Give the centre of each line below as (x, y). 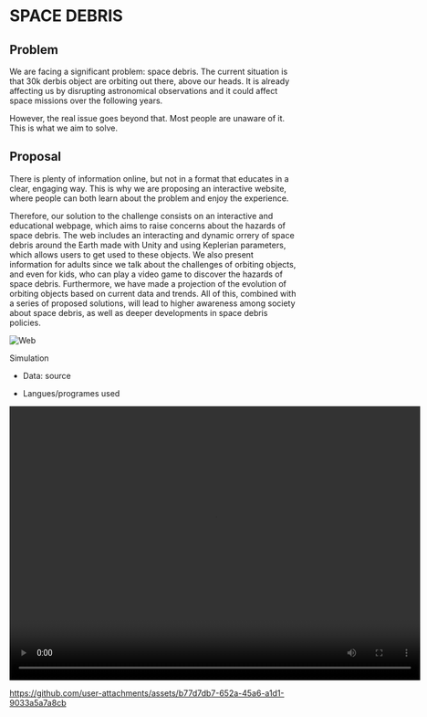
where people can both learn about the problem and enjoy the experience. (149, 198)
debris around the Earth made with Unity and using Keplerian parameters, (148, 245)
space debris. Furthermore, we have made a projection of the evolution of (148, 283)
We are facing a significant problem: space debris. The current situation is (149, 71)
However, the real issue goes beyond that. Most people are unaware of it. (147, 118)
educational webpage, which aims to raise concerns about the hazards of (147, 226)
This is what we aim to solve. (64, 128)
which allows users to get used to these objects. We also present (131, 254)
